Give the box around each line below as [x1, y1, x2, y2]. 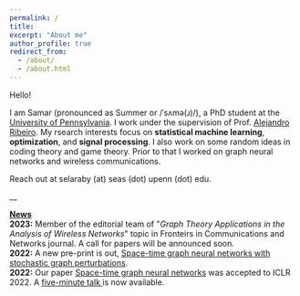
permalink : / [9, 13, 59, 23]
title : [9, 22, 35, 31]
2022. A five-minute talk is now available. [9, 276, 165, 288]
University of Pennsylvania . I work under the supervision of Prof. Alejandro [9, 116, 290, 128]
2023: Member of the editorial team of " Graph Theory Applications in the [9, 218, 285, 229]
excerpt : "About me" [9, 30, 88, 39]
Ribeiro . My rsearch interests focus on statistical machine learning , [9, 126, 265, 137]
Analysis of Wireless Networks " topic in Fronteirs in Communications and [9, 227, 284, 238]
